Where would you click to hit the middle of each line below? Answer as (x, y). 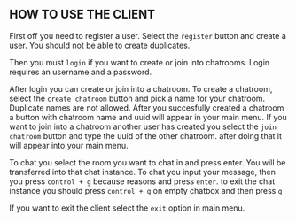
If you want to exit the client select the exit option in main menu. (127, 208)
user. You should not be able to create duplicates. (100, 45)
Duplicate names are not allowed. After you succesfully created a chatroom (147, 107)
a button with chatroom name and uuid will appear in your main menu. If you (148, 117)
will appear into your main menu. (69, 145)
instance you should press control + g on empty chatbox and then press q (146, 190)
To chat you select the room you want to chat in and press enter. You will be (148, 162)
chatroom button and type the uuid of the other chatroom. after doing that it (145, 135)
